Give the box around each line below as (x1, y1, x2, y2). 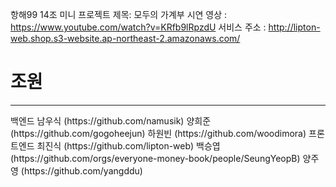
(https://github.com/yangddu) (20, 164, 143, 177)
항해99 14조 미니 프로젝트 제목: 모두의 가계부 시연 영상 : (10, 9, 228, 20)
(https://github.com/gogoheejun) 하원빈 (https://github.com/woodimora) (10, 127, 307, 139)
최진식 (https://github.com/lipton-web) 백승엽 (36, 139, 221, 152)
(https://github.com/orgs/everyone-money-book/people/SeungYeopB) (10, 152, 301, 164)
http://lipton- (268, 21, 321, 33)
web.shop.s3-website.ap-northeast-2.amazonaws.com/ (10, 33, 241, 44)
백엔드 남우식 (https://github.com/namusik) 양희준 (10, 114, 212, 127)
